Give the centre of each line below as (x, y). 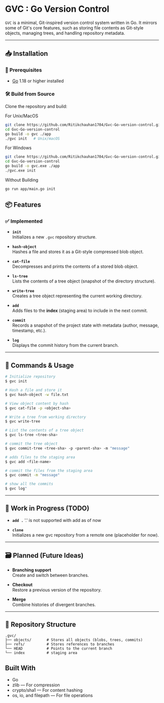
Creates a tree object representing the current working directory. (77, 296)
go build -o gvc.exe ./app (32, 166)
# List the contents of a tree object (44, 430)
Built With (20, 668)
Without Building (22, 180)
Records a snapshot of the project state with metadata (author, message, (85, 325)
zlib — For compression (36, 685)
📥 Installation (27, 54)
